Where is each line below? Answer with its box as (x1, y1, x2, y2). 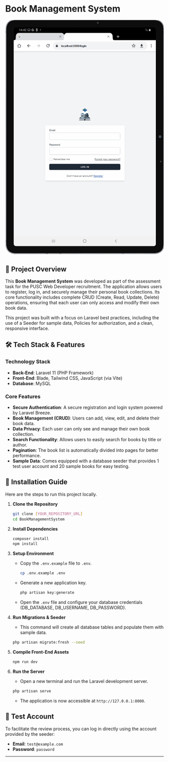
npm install (12, 541, 38, 546)
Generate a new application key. (20, 580, 87, 586)
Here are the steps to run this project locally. (5, 491, 97, 497)
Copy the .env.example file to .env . (20, 560, 92, 567)
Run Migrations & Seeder (12, 614, 66, 620)
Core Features (5, 393, 41, 400)
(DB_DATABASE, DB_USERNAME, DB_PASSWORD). (20, 605, 127, 611)
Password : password (12, 746, 55, 752)
